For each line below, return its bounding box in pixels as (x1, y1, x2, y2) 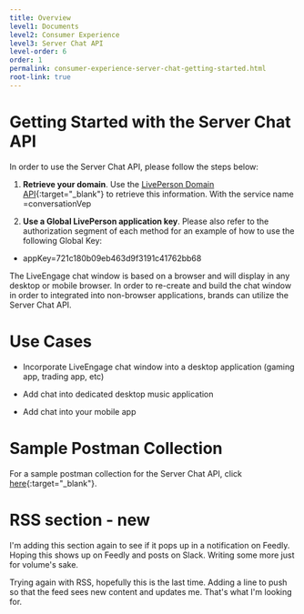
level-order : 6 (9, 47, 67, 56)
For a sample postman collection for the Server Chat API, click (9, 468, 243, 478)
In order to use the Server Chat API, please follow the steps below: (9, 161, 259, 172)
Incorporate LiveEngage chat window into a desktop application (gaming (22, 361, 295, 372)
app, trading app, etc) (22, 370, 105, 382)
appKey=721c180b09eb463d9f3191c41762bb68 (22, 252, 202, 264)
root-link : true (9, 73, 71, 82)
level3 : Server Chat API (9, 38, 104, 48)
